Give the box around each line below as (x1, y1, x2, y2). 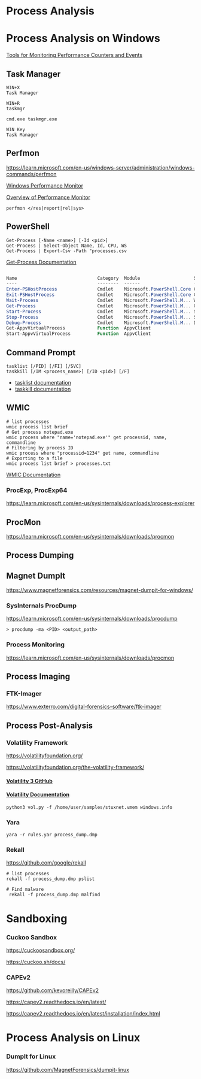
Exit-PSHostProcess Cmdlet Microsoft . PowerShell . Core (6, 292, 191, 298)
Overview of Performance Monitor (6, 194, 91, 201)
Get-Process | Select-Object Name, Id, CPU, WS (6, 243, 127, 249)
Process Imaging (6, 672, 71, 682)
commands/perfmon (6, 170, 57, 177)
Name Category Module (6, 275, 141, 281)
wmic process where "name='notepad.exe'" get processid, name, (6, 434, 167, 440)
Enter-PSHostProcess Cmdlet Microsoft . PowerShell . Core (6, 286, 191, 292)
